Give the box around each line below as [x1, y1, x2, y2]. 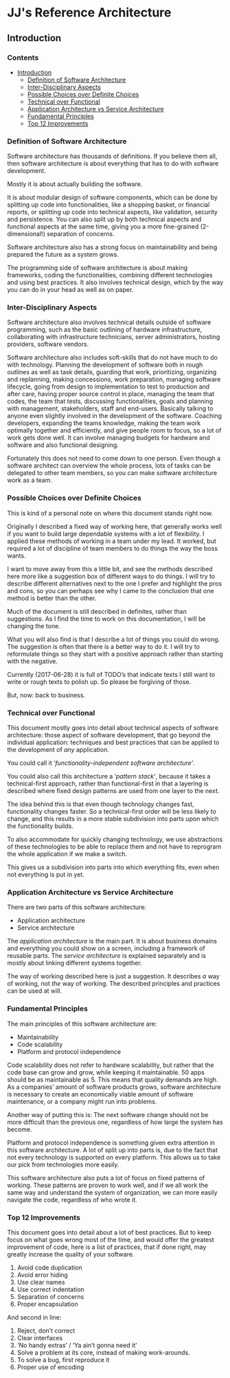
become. [7, 1125, 32, 1134]
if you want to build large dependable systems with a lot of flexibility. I [7, 529, 205, 538]
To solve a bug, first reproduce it [16, 1355, 110, 1364]
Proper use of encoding [16, 1363, 84, 1371]
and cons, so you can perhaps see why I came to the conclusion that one [7, 586, 214, 595]
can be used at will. [7, 987, 62, 995]
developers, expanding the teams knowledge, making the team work [7, 419, 201, 427]
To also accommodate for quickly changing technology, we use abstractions [7, 836, 223, 844]
